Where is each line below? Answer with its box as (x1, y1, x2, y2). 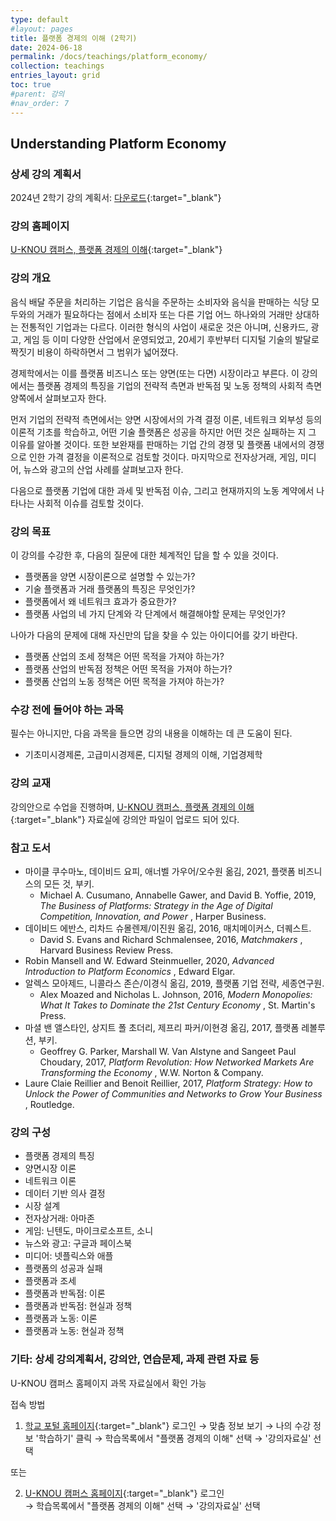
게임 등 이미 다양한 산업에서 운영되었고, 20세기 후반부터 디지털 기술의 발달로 (23, 333, 320, 345)
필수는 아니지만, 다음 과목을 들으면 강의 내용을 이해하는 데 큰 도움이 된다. (10, 727, 293, 740)
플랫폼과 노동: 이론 (24, 1312, 98, 1325)
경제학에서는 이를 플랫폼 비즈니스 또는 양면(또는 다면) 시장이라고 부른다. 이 (10, 367, 300, 379)
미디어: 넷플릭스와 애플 (24, 1250, 114, 1262)
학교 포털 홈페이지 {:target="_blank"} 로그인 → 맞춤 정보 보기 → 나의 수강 (24, 1419, 312, 1431)
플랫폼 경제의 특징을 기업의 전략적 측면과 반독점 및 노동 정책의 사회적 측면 (36, 379, 323, 391)
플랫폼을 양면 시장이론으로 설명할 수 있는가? (24, 571, 196, 583)
